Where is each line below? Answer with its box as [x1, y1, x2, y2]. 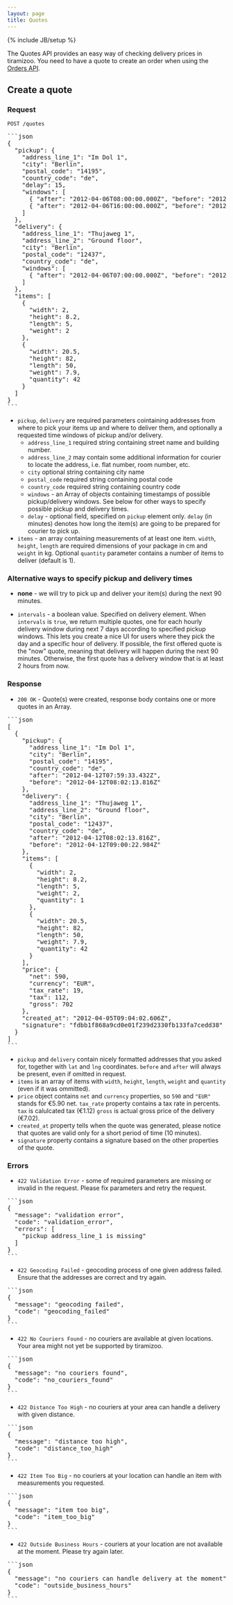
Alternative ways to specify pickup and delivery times [7, 574, 193, 584]
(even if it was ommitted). [17, 1084, 90, 1093]
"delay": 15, [21, 181, 66, 189]
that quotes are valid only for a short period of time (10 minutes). [17, 1128, 202, 1137]
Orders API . [7, 64, 40, 72]
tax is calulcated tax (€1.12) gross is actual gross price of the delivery [17, 1106, 215, 1114]
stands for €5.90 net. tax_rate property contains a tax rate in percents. [17, 1099, 221, 1107]
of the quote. [17, 1143, 55, 1152]
